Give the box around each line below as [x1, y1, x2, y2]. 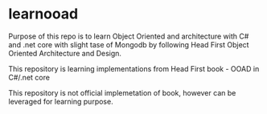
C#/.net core [8, 72, 51, 82]
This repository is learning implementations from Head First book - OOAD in [8, 63, 260, 73]
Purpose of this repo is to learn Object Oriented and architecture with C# [8, 31, 249, 41]
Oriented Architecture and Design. [8, 48, 122, 58]
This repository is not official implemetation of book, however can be [8, 88, 236, 97]
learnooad [8, 5, 79, 23]
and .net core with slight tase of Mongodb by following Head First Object [8, 39, 249, 49]
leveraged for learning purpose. [8, 96, 114, 106]
